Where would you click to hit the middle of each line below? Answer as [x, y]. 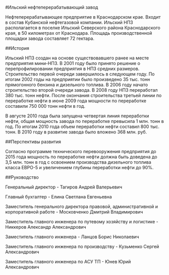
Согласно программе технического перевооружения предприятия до [81, 151]
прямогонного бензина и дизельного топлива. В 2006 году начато [76, 85]
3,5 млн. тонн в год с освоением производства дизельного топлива [78, 162]
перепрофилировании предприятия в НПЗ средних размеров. [72, 68]
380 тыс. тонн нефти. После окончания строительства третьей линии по [83, 95]
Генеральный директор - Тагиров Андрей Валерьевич [64, 187]
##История [17, 48]
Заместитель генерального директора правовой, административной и [81, 207]
